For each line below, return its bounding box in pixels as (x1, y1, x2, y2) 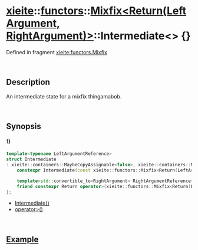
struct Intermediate (6, 156, 57, 163)
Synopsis (6, 121, 41, 131)
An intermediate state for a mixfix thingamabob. (6, 93, 122, 100)
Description (6, 77, 50, 87)
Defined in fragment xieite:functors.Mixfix (6, 48, 108, 55)
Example (6, 234, 39, 244)
